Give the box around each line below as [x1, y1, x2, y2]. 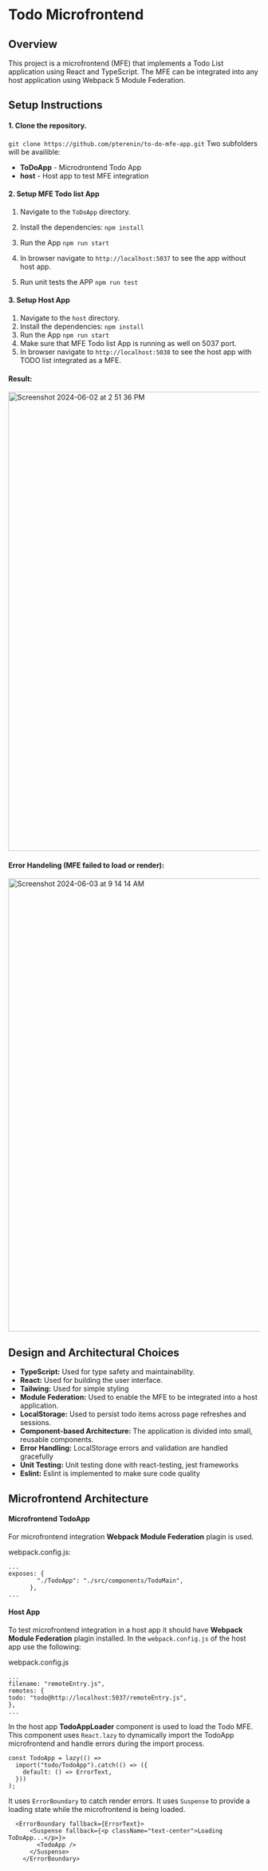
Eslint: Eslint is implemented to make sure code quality [19, 1469, 201, 1479]
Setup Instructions [8, 98, 103, 112]
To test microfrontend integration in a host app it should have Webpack [8, 1625, 243, 1635]
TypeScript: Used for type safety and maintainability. [19, 1367, 195, 1377]
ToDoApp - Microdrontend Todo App [19, 162, 142, 172]
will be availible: [8, 147, 61, 156]
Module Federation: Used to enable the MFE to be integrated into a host [19, 1392, 258, 1402]
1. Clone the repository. [8, 120, 88, 130]
